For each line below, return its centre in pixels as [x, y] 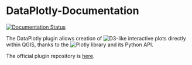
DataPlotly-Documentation [73, 11]
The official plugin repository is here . [50, 56]
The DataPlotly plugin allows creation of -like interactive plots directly [96, 38]
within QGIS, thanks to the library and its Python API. [80, 45]
